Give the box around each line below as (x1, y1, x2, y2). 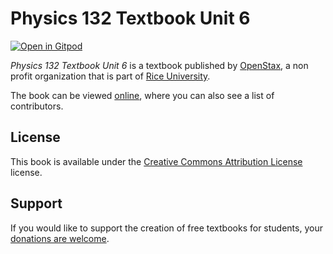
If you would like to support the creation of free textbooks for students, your (10, 222, 323, 234)
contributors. (10, 100, 64, 112)
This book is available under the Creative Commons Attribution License (10, 155, 303, 167)
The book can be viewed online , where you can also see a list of (10, 89, 275, 101)
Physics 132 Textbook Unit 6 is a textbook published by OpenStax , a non (10, 59, 309, 71)
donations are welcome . (10, 232, 110, 244)
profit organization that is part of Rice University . (10, 70, 211, 82)
